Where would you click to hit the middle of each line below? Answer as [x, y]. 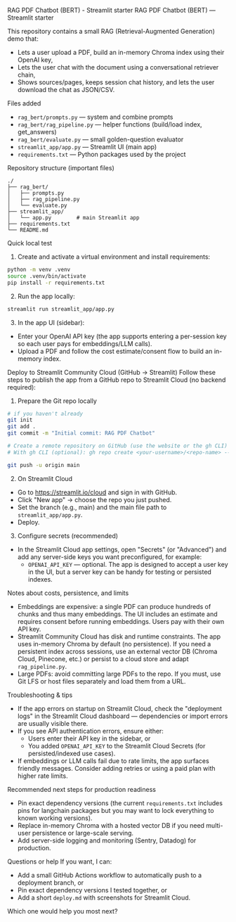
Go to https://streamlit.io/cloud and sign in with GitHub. [97, 492]
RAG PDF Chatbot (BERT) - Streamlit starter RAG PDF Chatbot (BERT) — [111, 10]
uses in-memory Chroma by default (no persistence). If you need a [114, 644]
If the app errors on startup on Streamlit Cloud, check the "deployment [120, 708]
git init [20, 420]
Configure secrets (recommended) [67, 536]
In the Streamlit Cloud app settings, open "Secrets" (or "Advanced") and [122, 549]
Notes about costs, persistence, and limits [68, 593]
